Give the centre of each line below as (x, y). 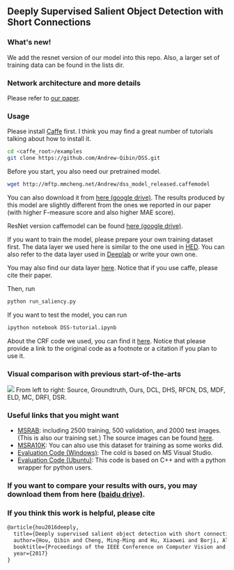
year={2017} (31, 553)
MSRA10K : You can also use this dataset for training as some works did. (120, 445)
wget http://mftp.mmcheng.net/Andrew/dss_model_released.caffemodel (109, 184)
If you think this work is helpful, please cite (81, 513)
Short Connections (49, 23)
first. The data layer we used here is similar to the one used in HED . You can (116, 246)
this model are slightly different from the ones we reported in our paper (109, 204)
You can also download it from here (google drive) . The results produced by (116, 197)
